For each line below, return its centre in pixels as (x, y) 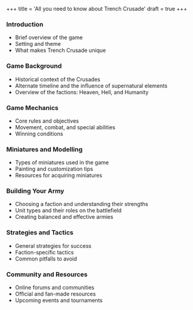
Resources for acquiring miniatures (59, 175)
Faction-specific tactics (44, 252)
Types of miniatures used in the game (62, 163)
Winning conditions (39, 134)
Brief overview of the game (49, 37)
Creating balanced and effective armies (64, 217)
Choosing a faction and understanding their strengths (81, 204)
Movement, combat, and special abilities (65, 127)
